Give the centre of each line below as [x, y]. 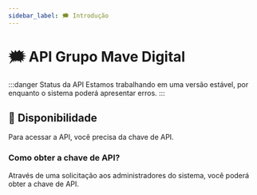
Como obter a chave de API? [64, 158]
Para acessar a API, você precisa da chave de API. [91, 137]
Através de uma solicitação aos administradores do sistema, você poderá [129, 175]
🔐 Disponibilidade [53, 118]
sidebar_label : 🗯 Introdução [59, 16]
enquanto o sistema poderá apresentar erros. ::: [87, 93]
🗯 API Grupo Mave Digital [97, 56]
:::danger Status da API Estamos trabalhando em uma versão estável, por [128, 84]
